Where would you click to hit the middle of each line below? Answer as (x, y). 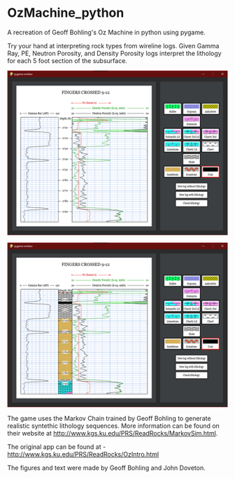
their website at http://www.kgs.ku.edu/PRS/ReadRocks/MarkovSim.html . (113, 433)
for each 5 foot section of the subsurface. (67, 60)
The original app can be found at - (57, 447)
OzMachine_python (66, 13)
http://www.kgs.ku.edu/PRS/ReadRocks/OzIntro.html (83, 454)
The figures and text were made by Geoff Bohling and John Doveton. (106, 468)
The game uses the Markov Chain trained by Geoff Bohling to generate (109, 418)
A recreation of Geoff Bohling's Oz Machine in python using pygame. (106, 32)
